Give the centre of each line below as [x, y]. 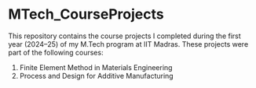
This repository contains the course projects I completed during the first [124, 36]
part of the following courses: [56, 52]
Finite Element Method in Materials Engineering [96, 67]
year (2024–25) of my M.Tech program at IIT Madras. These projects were [128, 44]
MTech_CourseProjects [86, 14]
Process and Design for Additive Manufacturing [97, 76]
